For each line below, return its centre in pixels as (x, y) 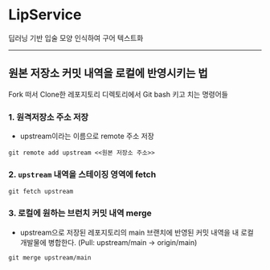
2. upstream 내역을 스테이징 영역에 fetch (82, 174)
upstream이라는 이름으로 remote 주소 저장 (87, 136)
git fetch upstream (41, 192)
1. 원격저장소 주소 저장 (49, 117)
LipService (45, 15)
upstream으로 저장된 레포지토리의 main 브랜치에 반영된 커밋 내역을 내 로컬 (137, 232)
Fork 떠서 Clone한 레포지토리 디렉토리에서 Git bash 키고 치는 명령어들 (119, 94)
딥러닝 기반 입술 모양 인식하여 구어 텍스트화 (76, 38)
